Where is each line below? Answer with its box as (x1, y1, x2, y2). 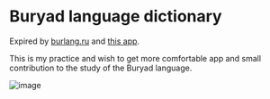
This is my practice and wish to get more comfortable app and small (9, 53, 262, 63)
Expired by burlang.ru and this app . (9, 36, 140, 46)
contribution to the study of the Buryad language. (9, 62, 193, 73)
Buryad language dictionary (9, 6, 222, 27)
